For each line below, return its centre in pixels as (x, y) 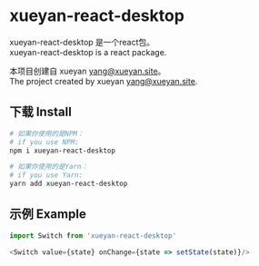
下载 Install (41, 112)
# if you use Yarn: (46, 175)
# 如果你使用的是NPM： (47, 133)
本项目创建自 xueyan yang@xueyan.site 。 (88, 71)
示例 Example (48, 214)
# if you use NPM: (44, 142)
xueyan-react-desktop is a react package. (88, 52)
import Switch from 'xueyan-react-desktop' (93, 236)
